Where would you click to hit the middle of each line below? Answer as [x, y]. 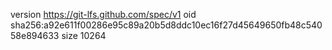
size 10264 [84, 35]
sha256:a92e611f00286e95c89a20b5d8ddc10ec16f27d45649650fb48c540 [166, 25]
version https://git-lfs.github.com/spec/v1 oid [103, 14]
